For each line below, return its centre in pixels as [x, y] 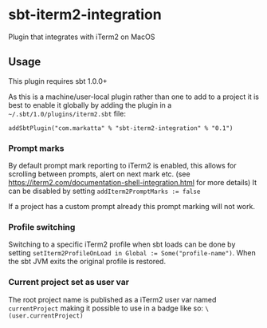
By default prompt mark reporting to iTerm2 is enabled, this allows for [122, 166]
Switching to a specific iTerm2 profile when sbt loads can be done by [122, 244]
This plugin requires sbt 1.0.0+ [58, 81]
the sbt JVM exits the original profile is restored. [87, 262]
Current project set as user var [69, 283]
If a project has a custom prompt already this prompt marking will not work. [132, 207]
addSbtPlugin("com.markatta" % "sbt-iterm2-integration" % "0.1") [121, 128]
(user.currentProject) [46, 316]
